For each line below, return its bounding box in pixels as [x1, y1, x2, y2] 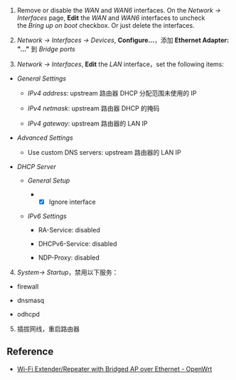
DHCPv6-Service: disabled [38, 240, 117, 248]
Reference [6, 346, 54, 358]
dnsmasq [16, 296, 45, 305]
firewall [16, 282, 39, 291]
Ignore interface [48, 197, 97, 206]
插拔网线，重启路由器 [16, 324, 80, 334]
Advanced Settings [16, 133, 74, 142]
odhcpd [16, 310, 41, 319]
